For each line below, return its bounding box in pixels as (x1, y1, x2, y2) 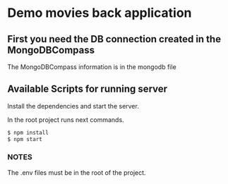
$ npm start (7, 135, 42, 142)
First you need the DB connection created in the (7, 33, 221, 45)
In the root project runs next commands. (7, 115, 125, 124)
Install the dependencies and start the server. (7, 102, 139, 110)
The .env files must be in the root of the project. (7, 168, 146, 177)
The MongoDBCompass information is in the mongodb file (7, 63, 176, 71)
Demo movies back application (7, 5, 192, 21)
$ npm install (7, 129, 49, 136)
